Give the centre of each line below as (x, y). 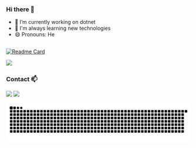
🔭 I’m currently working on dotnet (55, 22)
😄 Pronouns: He (34, 35)
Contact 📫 (22, 79)
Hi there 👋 (21, 9)
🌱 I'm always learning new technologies (62, 28)
